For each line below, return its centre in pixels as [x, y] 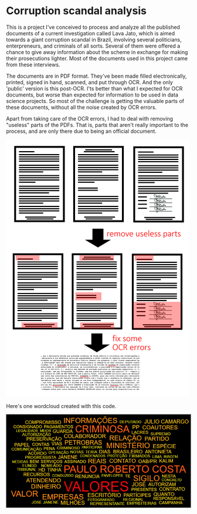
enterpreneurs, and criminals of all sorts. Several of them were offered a [93, 46]
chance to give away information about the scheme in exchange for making [97, 52]
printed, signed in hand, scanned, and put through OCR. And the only [89, 82]
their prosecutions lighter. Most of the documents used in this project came [97, 58]
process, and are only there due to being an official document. [81, 131]
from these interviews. [33, 64]
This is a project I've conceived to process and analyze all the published [93, 27]
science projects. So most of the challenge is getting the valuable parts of [95, 101]
